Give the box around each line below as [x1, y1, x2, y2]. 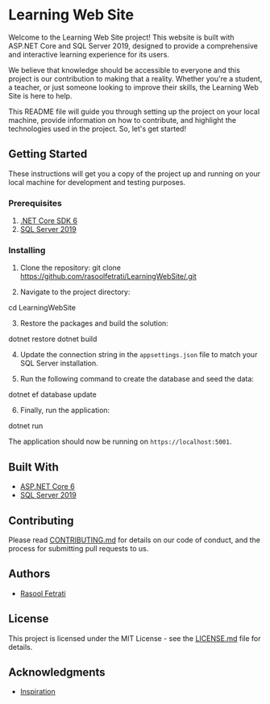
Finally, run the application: [19, 406, 110, 415]
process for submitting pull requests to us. [8, 543, 149, 553]
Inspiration [19, 687, 56, 697]
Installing [8, 244, 46, 255]
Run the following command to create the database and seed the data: [19, 374, 254, 384]
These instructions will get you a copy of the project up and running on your [8, 168, 260, 179]
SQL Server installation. [19, 358, 98, 369]
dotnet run [8, 421, 44, 431]
